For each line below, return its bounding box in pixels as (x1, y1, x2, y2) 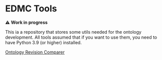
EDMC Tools (5, 3, 57, 14)
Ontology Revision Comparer (5, 49, 65, 55)
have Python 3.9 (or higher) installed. (5, 39, 82, 45)
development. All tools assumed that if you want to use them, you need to (5, 34, 157, 40)
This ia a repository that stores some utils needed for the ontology (5, 29, 142, 35)
